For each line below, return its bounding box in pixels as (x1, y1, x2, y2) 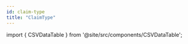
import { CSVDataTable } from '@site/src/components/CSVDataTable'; (6, 31, 183, 38)
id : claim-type (6, 8, 45, 15)
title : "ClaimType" (6, 14, 56, 20)
